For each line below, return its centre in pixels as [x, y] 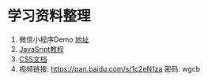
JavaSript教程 [42, 49]
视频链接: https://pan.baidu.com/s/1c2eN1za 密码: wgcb [110, 68]
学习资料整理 [49, 16]
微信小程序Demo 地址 [54, 39]
